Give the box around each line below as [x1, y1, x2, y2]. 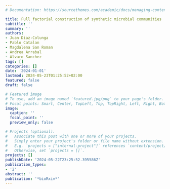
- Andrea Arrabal [5, 49, 42, 55]
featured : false [5, 78, 39, 83]
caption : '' [10, 110, 35, 116]
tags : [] [5, 59, 24, 64]
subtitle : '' [5, 21, 33, 26]
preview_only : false [10, 120, 53, 125]
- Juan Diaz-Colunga [5, 35, 49, 41]
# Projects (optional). [5, 129, 56, 134]
